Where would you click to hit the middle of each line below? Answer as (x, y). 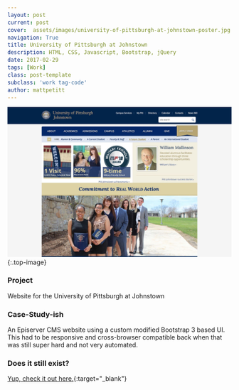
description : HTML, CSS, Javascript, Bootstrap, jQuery (92, 53)
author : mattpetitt (36, 90)
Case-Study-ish (36, 314)
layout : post (27, 15)
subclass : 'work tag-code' (47, 82)
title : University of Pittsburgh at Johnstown (78, 45)
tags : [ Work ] (27, 67)
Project (20, 281)
